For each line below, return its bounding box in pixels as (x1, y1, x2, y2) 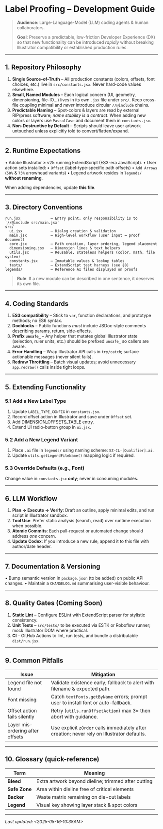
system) (5, 254, 21, 259)
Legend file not (7, 679, 42, 686)
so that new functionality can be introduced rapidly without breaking (16, 39, 154, 45)
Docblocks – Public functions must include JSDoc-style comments (12, 323, 147, 329)
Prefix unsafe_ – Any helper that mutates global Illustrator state (12, 333, 138, 339)
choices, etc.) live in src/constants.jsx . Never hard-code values (12, 81, 142, 87)
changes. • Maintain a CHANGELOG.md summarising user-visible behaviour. (5, 581, 150, 586)
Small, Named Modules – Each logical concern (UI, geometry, (12, 92, 136, 97)
